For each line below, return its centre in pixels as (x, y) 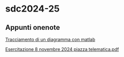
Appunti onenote (33, 27)
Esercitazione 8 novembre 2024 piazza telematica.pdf (62, 49)
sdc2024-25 (33, 9)
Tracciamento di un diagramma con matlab (50, 39)
